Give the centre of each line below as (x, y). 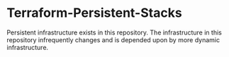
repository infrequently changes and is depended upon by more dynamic (113, 39)
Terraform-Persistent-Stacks (94, 13)
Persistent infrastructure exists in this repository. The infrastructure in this (114, 32)
